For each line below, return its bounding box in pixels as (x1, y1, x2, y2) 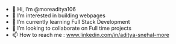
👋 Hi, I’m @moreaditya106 (11, 6, 77, 12)
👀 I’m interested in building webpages (11, 12, 105, 19)
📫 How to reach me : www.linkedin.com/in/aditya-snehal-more (11, 32, 170, 38)
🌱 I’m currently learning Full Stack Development (11, 18, 131, 25)
